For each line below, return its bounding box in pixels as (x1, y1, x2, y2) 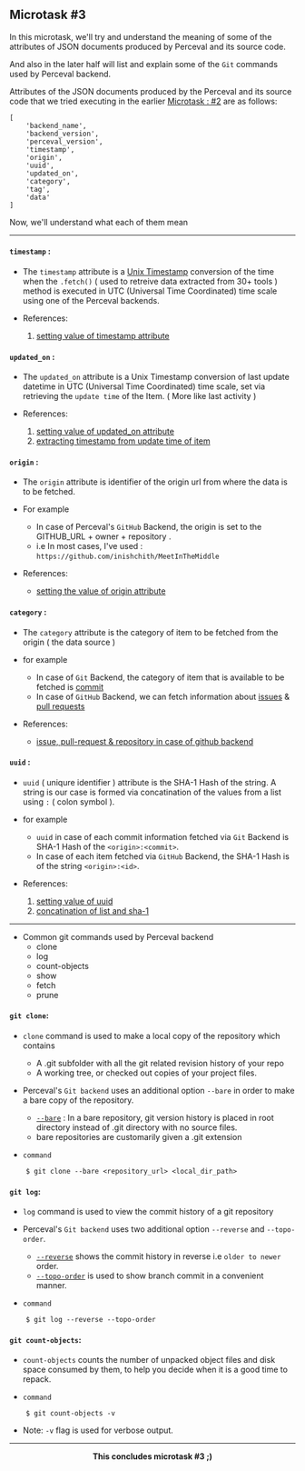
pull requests (35, 700, 85, 712)
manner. (35, 1280, 67, 1291)
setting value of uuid (35, 896, 113, 906)
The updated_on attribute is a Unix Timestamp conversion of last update (22, 372, 290, 383)
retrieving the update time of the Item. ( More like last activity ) (22, 391, 257, 402)
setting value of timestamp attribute (35, 331, 170, 342)
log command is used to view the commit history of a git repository (22, 1206, 274, 1217)
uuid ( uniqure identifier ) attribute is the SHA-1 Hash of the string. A (22, 776, 277, 787)
